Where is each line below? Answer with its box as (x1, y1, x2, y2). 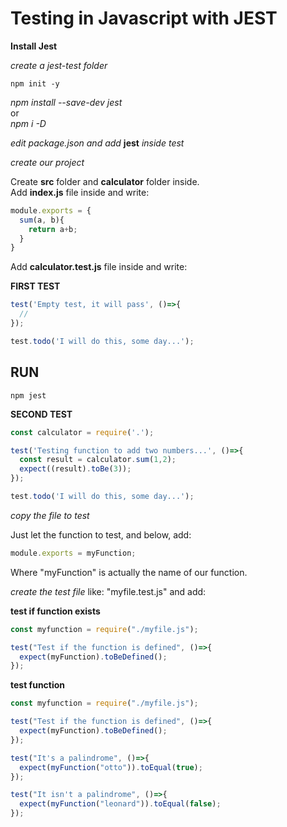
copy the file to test (10, 509, 90, 521)
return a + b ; (28, 224, 78, 234)
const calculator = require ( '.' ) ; (10, 427, 155, 437)
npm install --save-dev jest (10, 96, 123, 108)
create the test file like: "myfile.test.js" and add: (10, 585, 207, 597)
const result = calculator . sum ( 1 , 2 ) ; (19, 455, 177, 465)
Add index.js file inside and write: (10, 186, 150, 198)
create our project (10, 156, 85, 168)
